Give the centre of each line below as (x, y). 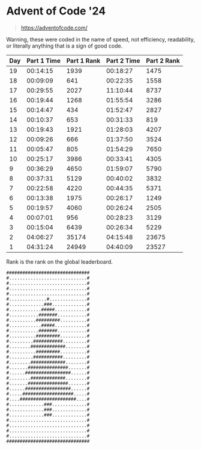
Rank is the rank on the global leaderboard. (59, 262)
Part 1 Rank (83, 60)
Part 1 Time (44, 60)
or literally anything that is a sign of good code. (64, 46)
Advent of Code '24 (56, 11)
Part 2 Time (123, 60)
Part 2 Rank (163, 60)
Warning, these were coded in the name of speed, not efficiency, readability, (100, 39)
